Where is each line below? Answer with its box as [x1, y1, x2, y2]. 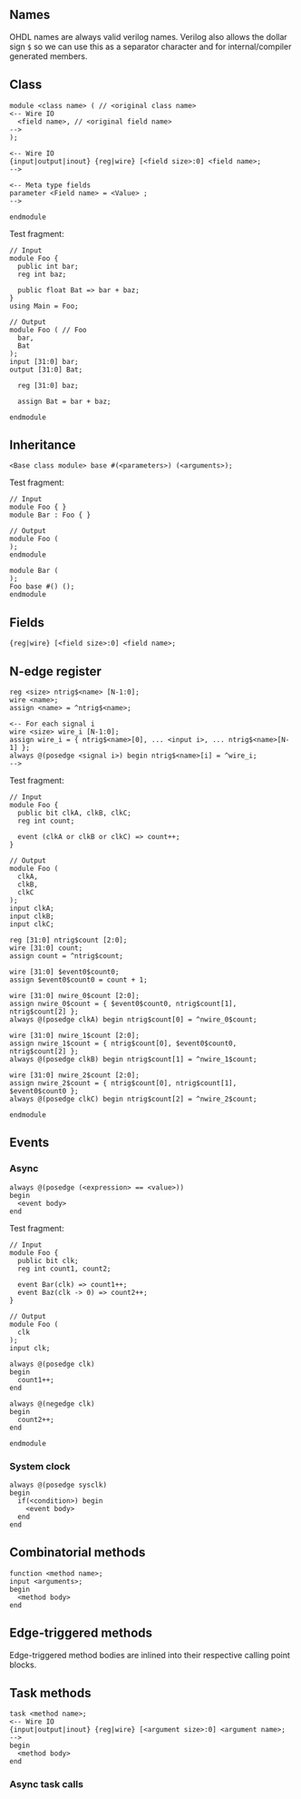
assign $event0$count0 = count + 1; [9, 975, 148, 984]
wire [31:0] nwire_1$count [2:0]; [9, 1031, 141, 1041]
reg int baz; [17, 270, 67, 279]
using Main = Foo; [9, 301, 79, 311]
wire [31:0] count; [9, 944, 83, 953]
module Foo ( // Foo [9, 325, 88, 334]
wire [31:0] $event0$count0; [9, 967, 120, 977]
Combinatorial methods [9, 1545, 146, 1560]
